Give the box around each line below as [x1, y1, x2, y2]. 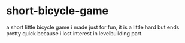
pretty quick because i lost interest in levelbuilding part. [6, 29, 143, 37]
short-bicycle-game [6, 4, 109, 18]
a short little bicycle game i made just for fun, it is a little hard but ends [6, 24, 180, 31]
